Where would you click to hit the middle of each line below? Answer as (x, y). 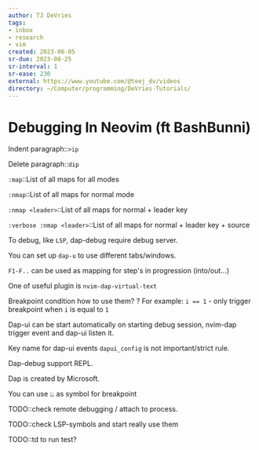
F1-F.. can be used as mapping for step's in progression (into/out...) (119, 271)
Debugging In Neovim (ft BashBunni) (129, 127)
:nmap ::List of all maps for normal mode (71, 195)
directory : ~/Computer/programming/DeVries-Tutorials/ (100, 88)
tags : (17, 23)
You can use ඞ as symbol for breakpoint (73, 394)
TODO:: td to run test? (42, 440)
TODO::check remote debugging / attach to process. (93, 409)
